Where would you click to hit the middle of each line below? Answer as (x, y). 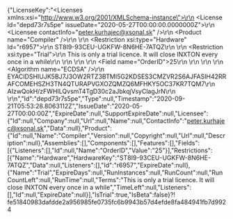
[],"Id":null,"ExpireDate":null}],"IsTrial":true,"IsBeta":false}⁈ (91, 195)
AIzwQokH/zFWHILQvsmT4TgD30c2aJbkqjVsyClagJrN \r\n (91, 91)
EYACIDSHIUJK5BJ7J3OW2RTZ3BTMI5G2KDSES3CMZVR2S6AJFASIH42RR (117, 76)
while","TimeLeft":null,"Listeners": (143, 187)
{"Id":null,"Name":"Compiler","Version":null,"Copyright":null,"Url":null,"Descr (116, 136)
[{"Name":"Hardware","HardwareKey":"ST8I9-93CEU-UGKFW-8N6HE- (109, 158)
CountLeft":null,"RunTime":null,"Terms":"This (72, 180)
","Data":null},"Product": (78, 128)
